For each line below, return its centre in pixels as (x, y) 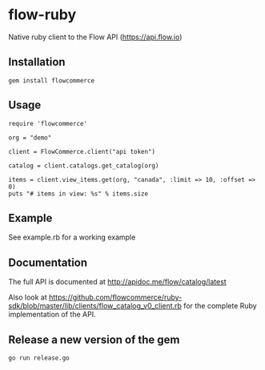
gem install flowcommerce (51, 80)
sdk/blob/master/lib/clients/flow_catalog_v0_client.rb (95, 306)
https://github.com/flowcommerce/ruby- (115, 297)
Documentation (48, 262)
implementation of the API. (52, 315)
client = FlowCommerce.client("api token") (82, 151)
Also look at (28, 297)
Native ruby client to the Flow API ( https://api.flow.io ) (95, 37)
